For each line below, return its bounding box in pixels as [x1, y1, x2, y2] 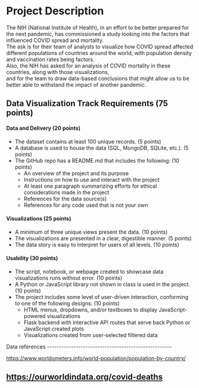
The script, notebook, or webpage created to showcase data [14, 268, 164, 275]
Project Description [6, 4, 104, 18]
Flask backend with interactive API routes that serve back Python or [23, 319, 191, 326]
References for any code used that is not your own [23, 201, 148, 209]
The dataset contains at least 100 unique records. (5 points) [14, 138, 161, 145]
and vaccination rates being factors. [6, 56, 95, 63]
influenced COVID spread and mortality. [6, 36, 104, 44]
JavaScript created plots [23, 325, 85, 332]
